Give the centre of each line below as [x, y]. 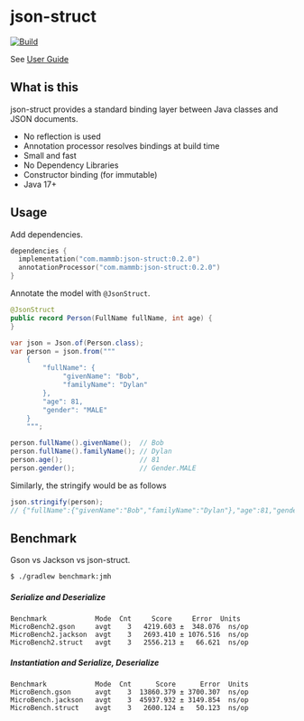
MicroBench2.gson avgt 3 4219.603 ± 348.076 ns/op [129, 627]
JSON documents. [44, 118]
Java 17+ [40, 184]
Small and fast [50, 155]
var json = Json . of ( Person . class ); [77, 343]
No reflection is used [62, 136]
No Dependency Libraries [71, 165]
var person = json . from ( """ [63, 351]
